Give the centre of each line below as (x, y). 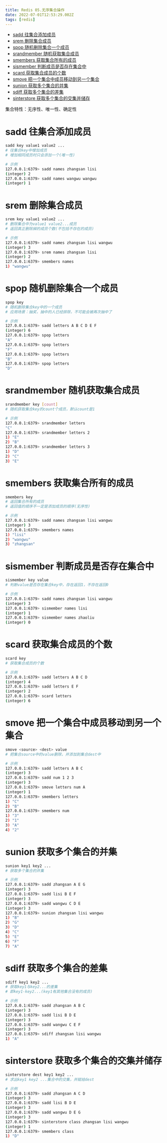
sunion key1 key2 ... (28, 866)
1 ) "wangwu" (18, 266)
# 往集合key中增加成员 (26, 150)
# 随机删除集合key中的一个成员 (34, 307)
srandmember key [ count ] (32, 404)
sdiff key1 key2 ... (27, 982)
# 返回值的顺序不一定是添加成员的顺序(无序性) (48, 506)
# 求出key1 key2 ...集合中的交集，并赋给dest (50, 1079)
